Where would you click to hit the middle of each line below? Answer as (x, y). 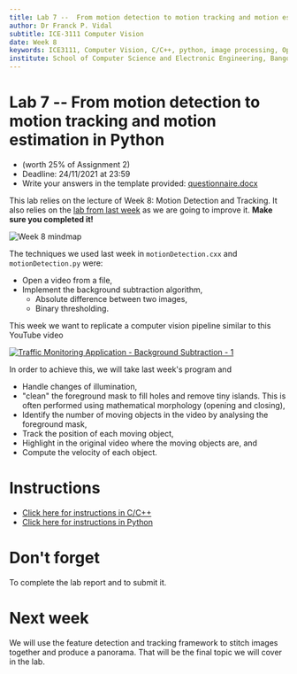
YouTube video (36, 335)
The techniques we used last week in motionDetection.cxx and (123, 253)
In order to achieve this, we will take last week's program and (121, 369)
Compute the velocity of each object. (89, 452)
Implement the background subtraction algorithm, (112, 290)
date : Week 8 (33, 42)
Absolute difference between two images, (111, 298)
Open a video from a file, (67, 280)
